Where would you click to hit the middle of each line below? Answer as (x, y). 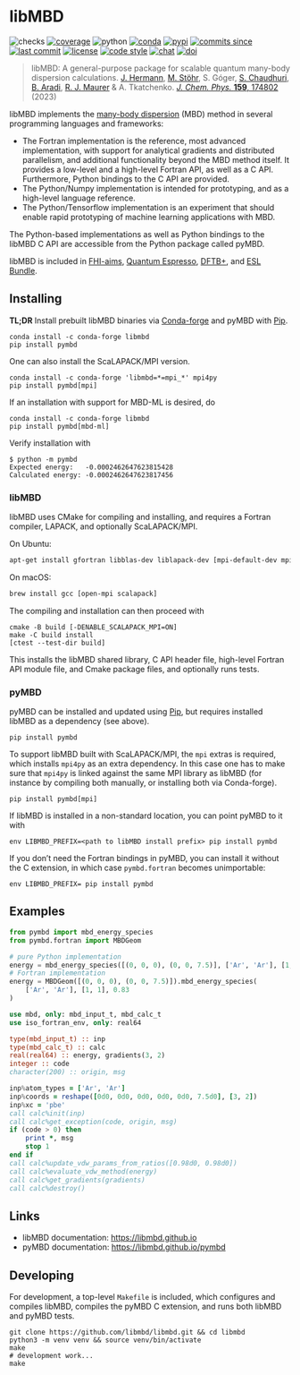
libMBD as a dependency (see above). (79, 722)
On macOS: (30, 577)
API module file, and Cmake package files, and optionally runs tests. (134, 669)
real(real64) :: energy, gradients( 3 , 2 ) (87, 1055)
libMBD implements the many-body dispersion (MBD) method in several (141, 114)
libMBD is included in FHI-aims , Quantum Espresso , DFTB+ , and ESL (135, 260)
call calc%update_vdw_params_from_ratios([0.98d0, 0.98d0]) (124, 1163)
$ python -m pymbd (43, 459)
